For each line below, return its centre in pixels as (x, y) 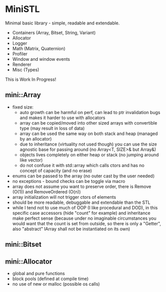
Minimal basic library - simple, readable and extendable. (62, 23)
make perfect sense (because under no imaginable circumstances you (84, 218)
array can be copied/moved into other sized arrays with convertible (88, 123)
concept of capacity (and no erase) (56, 170)
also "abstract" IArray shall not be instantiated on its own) (71, 229)
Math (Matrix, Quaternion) (39, 48)
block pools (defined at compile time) (50, 279)
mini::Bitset (23, 244)
